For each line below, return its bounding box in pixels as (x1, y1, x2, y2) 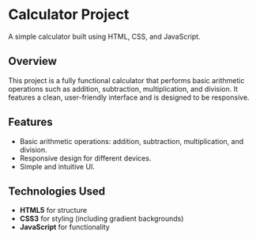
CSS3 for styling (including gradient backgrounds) (19, 214, 184, 223)
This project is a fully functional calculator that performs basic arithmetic (8, 75, 245, 85)
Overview (8, 55, 58, 68)
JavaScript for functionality (19, 222, 111, 232)
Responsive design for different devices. (19, 153, 152, 163)
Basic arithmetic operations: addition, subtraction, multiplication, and (19, 136, 243, 146)
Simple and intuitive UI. (19, 161, 95, 171)
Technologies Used (8, 184, 105, 198)
